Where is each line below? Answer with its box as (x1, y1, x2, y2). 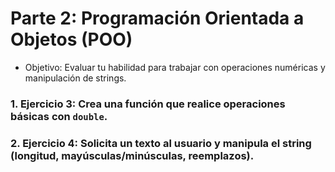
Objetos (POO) (10, 28, 133, 51)
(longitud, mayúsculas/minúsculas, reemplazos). (10, 148, 255, 162)
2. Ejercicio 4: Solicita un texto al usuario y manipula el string (10, 136, 312, 150)
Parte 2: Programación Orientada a (10, 7, 305, 30)
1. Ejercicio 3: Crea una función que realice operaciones (10, 97, 286, 111)
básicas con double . (10, 109, 108, 123)
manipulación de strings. (24, 72, 127, 84)
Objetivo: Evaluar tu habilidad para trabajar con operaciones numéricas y (24, 61, 326, 73)
